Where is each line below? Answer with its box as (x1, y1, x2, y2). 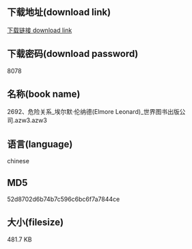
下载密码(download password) (7, 48, 139, 60)
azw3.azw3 (14, 116, 48, 125)
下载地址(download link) (7, 6, 111, 19)
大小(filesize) (7, 217, 64, 228)
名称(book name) (7, 88, 81, 100)
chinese (7, 157, 29, 165)
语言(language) (7, 138, 73, 150)
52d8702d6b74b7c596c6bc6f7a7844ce (7, 195, 120, 204)
